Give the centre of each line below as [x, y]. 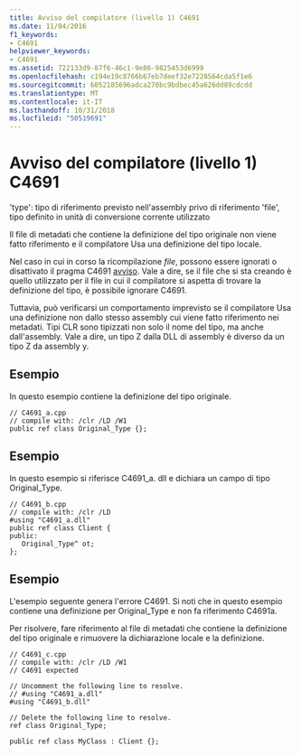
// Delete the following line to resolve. [90, 718]
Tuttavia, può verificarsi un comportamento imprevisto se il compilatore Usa [150, 308]
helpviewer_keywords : [50, 51]
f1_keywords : [34, 34]
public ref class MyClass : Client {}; [85, 741]
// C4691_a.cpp [38, 413]
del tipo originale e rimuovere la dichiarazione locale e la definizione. [137, 638]
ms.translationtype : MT [54, 93]
